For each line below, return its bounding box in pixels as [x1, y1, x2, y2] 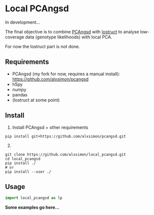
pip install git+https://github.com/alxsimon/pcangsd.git [5, 134, 126, 139]
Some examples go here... [5, 205, 60, 211]
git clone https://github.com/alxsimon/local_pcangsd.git [5, 152, 126, 157]
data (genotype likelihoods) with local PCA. [25, 34, 112, 40]
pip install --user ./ [5, 169, 51, 174]
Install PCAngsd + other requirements [12, 124, 88, 130]
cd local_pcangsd [5, 156, 41, 161]
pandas [12, 92, 28, 97]
